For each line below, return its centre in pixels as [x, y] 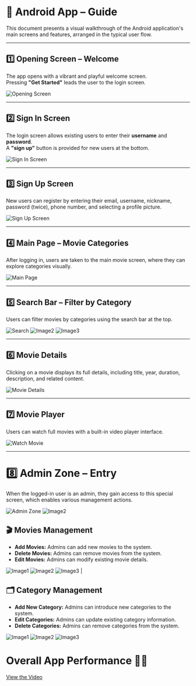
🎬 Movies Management [50, 530]
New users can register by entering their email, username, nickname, [89, 201]
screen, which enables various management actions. [69, 500]
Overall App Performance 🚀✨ [77, 661]
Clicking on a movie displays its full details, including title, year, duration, [93, 372]
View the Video [24, 677]
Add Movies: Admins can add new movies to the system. [83, 547]
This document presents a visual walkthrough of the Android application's [95, 28]
